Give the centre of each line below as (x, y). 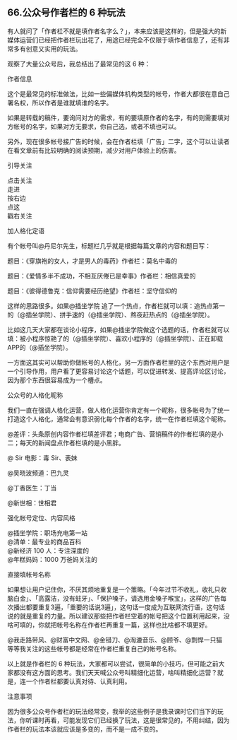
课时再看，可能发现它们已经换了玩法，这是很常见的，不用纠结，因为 (130, 720)
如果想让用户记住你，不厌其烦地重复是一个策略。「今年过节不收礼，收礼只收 (117, 589)
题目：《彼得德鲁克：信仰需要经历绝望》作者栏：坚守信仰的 (92, 290)
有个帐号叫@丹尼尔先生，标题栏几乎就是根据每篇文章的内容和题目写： (109, 245)
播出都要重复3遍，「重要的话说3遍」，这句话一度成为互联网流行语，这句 (116, 607)
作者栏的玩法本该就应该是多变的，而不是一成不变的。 (85, 729)
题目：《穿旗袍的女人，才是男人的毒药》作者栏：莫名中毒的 (92, 261)
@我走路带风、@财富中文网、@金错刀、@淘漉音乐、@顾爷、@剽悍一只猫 (115, 640)
